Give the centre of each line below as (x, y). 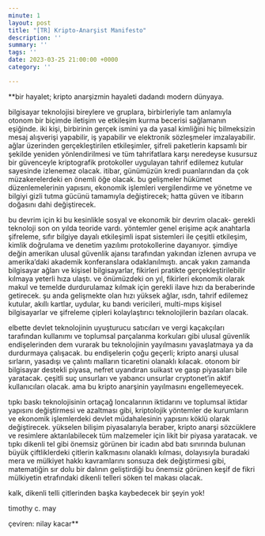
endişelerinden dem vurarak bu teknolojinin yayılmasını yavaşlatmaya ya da (131, 344)
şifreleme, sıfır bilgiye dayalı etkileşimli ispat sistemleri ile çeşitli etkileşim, (128, 236)
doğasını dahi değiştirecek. (52, 204)
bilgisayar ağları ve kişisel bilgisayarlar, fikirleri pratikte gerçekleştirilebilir (127, 270)
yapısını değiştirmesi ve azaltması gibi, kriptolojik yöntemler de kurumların (129, 410)
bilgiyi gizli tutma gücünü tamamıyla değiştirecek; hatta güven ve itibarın (126, 196)
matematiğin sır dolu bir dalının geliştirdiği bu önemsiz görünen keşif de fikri (132, 469)
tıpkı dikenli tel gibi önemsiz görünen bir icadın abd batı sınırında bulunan (127, 443)
